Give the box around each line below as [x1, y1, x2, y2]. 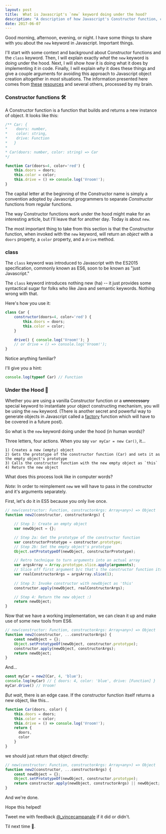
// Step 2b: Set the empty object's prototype [14, 544, 112, 549]
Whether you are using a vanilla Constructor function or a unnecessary [5, 398, 150, 404]
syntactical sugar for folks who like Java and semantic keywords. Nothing [5, 285, 155, 291]
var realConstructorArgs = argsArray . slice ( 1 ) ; [14, 572, 114, 577]
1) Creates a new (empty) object [5, 448, 74, 453]
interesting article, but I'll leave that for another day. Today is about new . [5, 216, 151, 222]
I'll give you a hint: [5, 365, 42, 371]
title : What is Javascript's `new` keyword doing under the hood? [5, 12, 147, 17]
